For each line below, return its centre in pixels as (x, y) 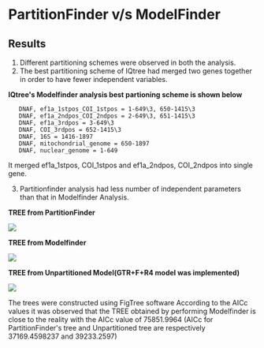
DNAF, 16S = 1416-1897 (56, 137)
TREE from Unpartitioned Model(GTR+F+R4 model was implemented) (124, 273)
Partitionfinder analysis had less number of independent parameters (130, 189)
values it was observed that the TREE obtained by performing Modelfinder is (132, 311)
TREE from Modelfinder (47, 243)
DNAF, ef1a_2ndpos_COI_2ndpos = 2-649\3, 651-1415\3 (107, 116)
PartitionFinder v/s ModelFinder (114, 15)
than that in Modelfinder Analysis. (74, 197)
